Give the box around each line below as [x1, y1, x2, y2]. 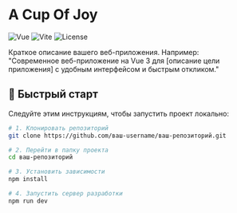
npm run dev [8, 197, 48, 205]
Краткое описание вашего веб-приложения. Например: [8, 47, 199, 57]
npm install [8, 176, 48, 183]
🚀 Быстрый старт [8, 88, 98, 101]
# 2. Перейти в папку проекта [8, 146, 109, 154]
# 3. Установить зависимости [8, 168, 105, 176]
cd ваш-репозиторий [8, 153, 73, 161]
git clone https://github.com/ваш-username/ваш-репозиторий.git [8, 132, 227, 140]
